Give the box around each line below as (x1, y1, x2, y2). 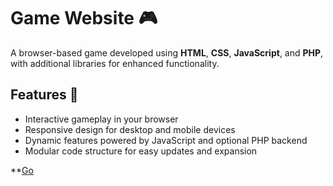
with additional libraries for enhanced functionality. (10, 57, 220, 69)
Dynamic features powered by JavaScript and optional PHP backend (24, 134, 308, 146)
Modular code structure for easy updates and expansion (24, 145, 258, 157)
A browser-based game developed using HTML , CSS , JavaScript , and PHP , (10, 46, 324, 59)
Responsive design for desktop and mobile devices (24, 123, 236, 135)
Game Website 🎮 (10, 7, 158, 30)
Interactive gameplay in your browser (24, 113, 179, 125)
